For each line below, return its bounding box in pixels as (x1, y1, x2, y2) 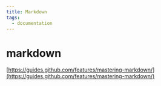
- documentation (11, 20, 53, 26)
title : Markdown (6, 8, 47, 15)
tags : (6, 15, 20, 21)
